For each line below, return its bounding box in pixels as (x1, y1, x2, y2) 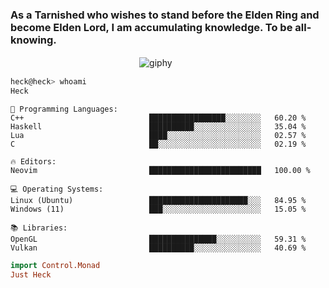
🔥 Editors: (10, 157, 57, 167)
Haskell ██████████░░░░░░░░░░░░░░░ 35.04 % (10, 122, 307, 132)
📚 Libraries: (10, 223, 68, 233)
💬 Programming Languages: (10, 104, 118, 115)
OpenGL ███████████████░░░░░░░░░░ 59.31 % (10, 234, 307, 245)
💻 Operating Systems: (10, 184, 104, 195)
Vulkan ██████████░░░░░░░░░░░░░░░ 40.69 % (10, 243, 307, 253)
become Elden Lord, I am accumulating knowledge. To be (10, 20, 293, 34)
